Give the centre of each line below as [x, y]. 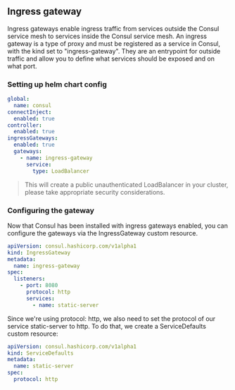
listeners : [30, 279]
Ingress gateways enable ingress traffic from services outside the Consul [113, 28]
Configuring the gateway [51, 210]
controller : [25, 125]
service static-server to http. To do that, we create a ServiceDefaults [107, 326]
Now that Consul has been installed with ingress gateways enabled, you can [118, 226]
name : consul [33, 105]
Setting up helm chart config [57, 84]
